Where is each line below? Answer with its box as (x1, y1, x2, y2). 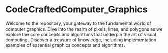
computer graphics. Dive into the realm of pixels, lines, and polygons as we (5, 25, 163, 32)
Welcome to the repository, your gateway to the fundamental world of (5, 20, 151, 26)
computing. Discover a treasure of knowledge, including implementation (5, 37, 157, 43)
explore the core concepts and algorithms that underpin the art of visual (5, 31, 156, 37)
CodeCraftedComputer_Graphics (5, 4, 148, 15)
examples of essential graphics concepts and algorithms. (5, 42, 125, 48)
